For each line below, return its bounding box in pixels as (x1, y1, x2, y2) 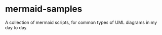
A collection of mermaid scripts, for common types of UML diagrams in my (5, 19, 157, 25)
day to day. (5, 24, 28, 30)
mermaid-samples (5, 3, 82, 15)
